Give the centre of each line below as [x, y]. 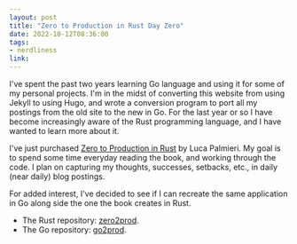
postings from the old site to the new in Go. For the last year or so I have [141, 112]
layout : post [33, 17]
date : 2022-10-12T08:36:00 [59, 34]
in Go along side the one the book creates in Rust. [100, 203]
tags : [19, 42]
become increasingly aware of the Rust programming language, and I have [145, 122]
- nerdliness [33, 51]
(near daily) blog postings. [57, 177]
